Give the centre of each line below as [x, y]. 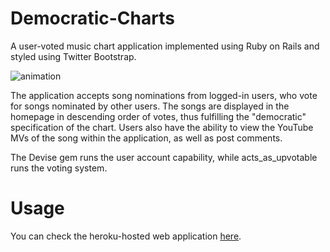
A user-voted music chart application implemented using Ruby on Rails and [165, 46]
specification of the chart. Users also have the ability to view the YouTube [162, 127]
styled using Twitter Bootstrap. [73, 56]
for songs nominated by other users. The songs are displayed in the [150, 106]
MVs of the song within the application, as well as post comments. [146, 138]
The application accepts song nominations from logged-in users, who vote [164, 95]
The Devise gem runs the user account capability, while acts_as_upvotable [164, 157]
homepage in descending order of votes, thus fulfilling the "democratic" [158, 116]
